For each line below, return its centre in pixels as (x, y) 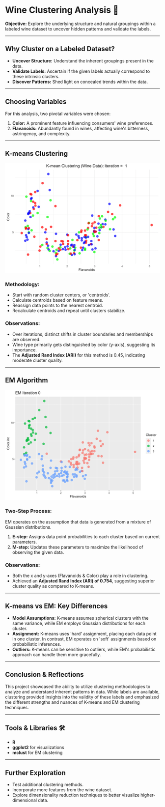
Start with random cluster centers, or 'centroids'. (61, 295)
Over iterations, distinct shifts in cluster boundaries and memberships (82, 334)
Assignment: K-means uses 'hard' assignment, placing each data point (84, 634)
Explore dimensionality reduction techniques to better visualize (76, 795)
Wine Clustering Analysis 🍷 (62, 10)
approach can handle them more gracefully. (56, 654)
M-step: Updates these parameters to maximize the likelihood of (78, 547)
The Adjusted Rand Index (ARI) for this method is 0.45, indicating (79, 355)
